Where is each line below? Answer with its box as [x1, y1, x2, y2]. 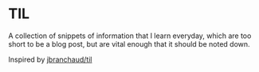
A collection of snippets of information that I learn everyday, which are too [8, 31, 252, 40]
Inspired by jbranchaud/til [8, 55, 92, 64]
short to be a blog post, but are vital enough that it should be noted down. [8, 39, 250, 48]
